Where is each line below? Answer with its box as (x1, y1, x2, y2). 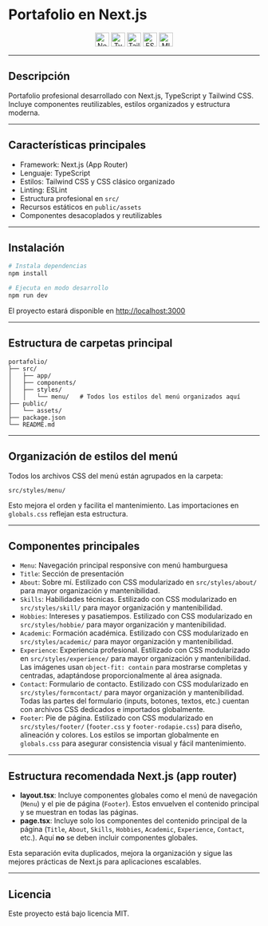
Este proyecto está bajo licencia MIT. (8, 908, 130, 918)
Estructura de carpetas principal (8, 337, 173, 350)
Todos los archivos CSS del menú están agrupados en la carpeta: (8, 471, 223, 481)
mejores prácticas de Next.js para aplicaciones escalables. (8, 857, 202, 867)
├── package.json (8, 414, 66, 421)
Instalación (8, 241, 65, 255)
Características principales (8, 138, 146, 152)
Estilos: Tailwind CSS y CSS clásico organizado (19, 176, 175, 186)
